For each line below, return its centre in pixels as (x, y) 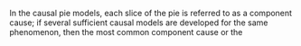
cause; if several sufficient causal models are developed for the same (139, 23)
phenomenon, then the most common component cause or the (126, 32)
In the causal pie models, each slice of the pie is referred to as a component (150, 13)
